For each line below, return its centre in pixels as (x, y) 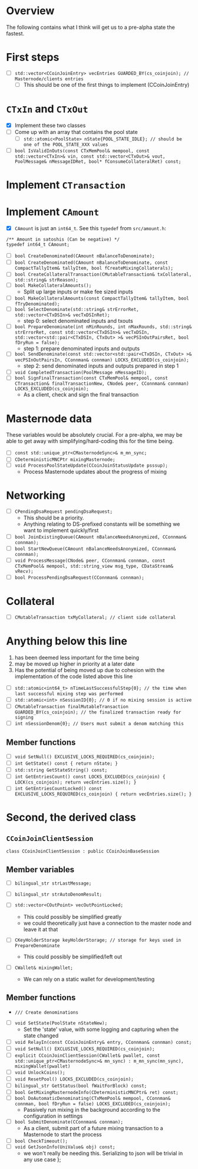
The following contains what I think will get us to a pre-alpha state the (90, 27)
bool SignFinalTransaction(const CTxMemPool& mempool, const (91, 378)
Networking (36, 495)
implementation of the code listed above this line (74, 676)
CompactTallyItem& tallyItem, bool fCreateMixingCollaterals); (94, 268)
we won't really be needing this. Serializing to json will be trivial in (103, 1153)
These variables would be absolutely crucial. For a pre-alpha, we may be (94, 435)
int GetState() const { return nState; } (66, 764)
